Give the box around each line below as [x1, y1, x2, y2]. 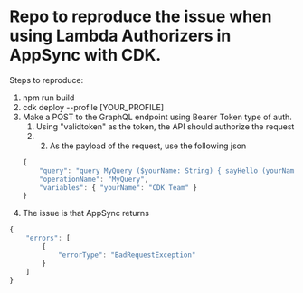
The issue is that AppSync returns [22, 208, 149, 219]
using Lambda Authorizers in [9, 25, 232, 46]
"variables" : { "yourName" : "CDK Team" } [39, 183, 197, 192]
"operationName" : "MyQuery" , [39, 175, 149, 184]
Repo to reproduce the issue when [9, 6, 272, 27]
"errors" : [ [25, 233, 71, 243]
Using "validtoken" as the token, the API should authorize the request [35, 120, 295, 132]
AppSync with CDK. [9, 45, 162, 65]
